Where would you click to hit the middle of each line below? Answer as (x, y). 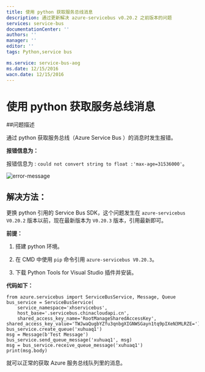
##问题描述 (20, 125)
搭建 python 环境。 (39, 246)
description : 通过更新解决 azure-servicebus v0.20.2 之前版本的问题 (89, 18)
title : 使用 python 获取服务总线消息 (50, 12)
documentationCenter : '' (38, 29)
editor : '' (20, 47)
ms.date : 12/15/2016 (33, 69)
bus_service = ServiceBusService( (50, 303)
